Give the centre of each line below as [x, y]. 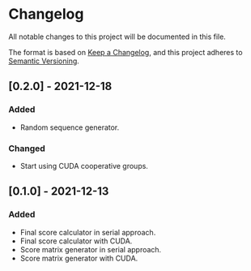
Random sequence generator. [70, 127]
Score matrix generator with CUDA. [79, 258]
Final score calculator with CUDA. [76, 241]
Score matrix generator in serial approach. [91, 249]
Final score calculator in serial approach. [88, 232]
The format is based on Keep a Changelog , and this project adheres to [125, 52]
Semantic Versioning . [44, 61]
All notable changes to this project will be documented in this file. [117, 37]
